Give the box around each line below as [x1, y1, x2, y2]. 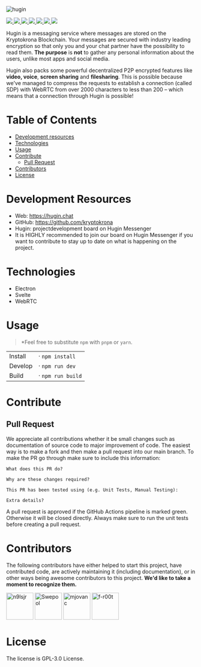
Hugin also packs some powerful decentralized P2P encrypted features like [6, 67, 193, 74]
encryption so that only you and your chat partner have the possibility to [6, 43, 185, 49]
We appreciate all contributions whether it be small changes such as [6, 435, 175, 442]
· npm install [38, 351, 76, 360]
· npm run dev [38, 362, 76, 370]
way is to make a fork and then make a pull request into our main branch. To [6, 447, 194, 455]
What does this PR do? [6, 465, 63, 472]
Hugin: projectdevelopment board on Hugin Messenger [14, 225, 152, 232]
